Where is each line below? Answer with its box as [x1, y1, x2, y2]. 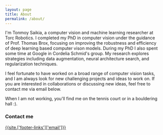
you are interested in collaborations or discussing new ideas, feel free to [5, 81, 151, 87]
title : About [5, 12, 32, 17]
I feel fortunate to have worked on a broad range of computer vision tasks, [5, 71, 155, 77]
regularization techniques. [5, 61, 58, 67]
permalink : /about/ [5, 16, 45, 21]
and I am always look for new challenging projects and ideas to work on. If [5, 76, 155, 81]
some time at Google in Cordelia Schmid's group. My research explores [5, 51, 149, 56]
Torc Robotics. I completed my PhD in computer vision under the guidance [5, 35, 155, 41]
